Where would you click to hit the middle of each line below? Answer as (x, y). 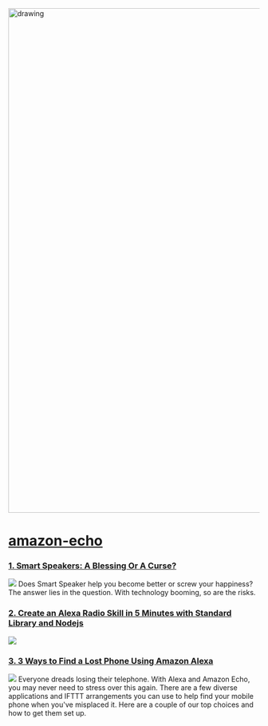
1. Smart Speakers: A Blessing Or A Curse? (93, 566)
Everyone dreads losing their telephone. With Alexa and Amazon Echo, (134, 679)
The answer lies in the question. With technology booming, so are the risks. (132, 593)
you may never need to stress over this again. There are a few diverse (123, 688)
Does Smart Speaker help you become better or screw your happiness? (136, 584)
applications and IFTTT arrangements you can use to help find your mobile (131, 696)
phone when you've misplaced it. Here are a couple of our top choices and (131, 704)
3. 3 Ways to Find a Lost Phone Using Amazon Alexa (111, 661)
